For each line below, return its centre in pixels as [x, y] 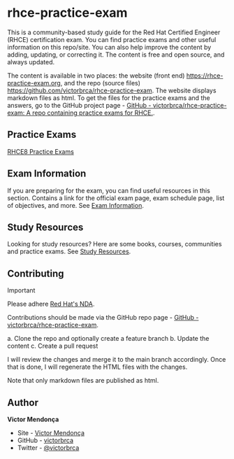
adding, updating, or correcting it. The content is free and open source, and [116, 55]
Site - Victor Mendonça [51, 433]
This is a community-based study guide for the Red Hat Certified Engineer [114, 32]
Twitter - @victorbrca [48, 448]
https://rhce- [205, 76]
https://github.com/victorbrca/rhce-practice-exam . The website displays [112, 90]
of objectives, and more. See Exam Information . [76, 205]
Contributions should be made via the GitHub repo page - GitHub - [103, 318]
